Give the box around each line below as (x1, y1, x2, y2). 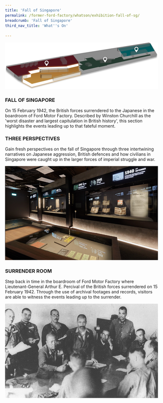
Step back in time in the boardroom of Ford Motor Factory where (5, 279, 134, 285)
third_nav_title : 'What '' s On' (5, 23, 68, 28)
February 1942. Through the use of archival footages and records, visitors (5, 289, 153, 295)
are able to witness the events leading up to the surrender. (5, 294, 122, 300)
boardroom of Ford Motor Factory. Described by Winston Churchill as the (5, 113, 151, 118)
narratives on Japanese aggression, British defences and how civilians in (5, 151, 151, 157)
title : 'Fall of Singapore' (5, 8, 62, 13)
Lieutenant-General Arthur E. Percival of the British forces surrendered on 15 (5, 284, 158, 290)
